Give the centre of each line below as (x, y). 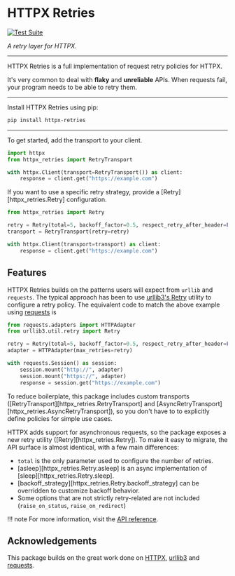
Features (27, 273)
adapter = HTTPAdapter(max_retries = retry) (70, 351)
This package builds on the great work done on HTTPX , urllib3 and (104, 558)
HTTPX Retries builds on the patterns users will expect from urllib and (110, 290)
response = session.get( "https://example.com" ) (90, 383)
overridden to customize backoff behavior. (78, 490)
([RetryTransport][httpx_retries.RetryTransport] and (81, 403)
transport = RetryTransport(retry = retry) (69, 232)
